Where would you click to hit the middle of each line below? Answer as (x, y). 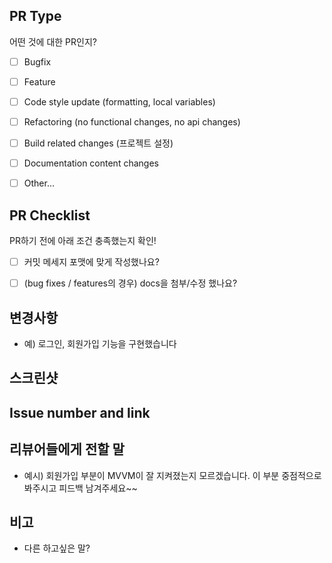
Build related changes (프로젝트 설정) (98, 143)
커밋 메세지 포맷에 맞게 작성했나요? (91, 262)
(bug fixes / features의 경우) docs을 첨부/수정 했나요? (130, 283)
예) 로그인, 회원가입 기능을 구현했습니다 (100, 343)
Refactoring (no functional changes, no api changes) (132, 122)
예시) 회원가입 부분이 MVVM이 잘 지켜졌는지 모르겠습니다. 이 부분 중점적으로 (172, 475)
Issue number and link (80, 412)
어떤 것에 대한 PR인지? (53, 41)
